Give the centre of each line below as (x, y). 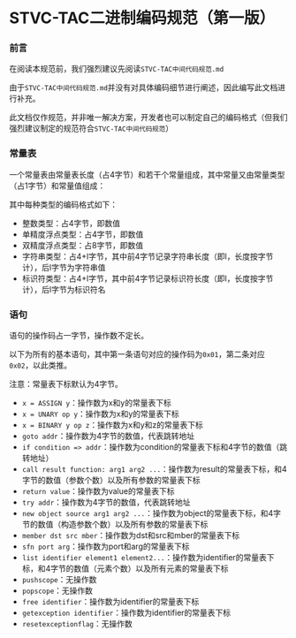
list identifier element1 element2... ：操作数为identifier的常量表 (144, 558)
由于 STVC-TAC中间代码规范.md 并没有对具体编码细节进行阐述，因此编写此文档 (144, 87)
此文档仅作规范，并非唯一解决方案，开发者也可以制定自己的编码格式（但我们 (148, 118)
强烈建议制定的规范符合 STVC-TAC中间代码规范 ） (91, 128)
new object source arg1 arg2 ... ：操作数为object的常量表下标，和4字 (151, 513)
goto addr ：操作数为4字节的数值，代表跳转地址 (108, 436)
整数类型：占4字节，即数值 (71, 223)
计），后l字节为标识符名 (64, 289)
